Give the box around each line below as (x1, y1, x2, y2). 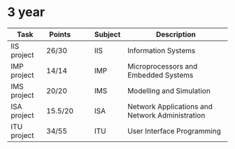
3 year (7, 4, 45, 20)
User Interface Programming (127, 126, 222, 136)
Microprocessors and (127, 61, 198, 71)
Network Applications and (127, 101, 213, 111)
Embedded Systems (127, 70, 194, 80)
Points (48, 29, 71, 39)
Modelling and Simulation (127, 85, 211, 95)
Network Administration (127, 110, 206, 120)
